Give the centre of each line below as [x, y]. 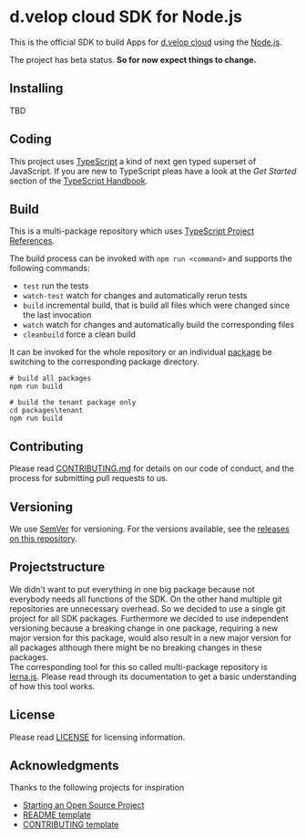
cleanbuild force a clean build [79, 334]
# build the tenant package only [73, 403]
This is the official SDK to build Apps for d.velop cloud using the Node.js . [146, 42]
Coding [31, 139]
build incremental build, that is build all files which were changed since [156, 305]
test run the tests [56, 286]
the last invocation [57, 315]
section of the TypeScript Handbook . [79, 181]
